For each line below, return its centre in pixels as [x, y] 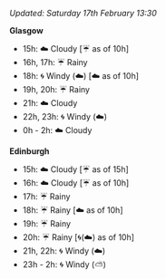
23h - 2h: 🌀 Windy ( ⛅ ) [64, 265]
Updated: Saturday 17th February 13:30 [83, 13]
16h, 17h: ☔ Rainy [55, 62]
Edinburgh [29, 151]
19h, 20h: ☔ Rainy [56, 89]
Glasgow [26, 30]
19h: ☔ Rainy [46, 224]
